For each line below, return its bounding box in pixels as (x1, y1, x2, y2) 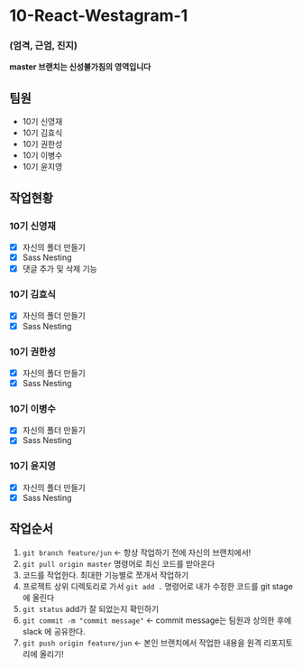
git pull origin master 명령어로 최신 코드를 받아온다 (22, 558, 215, 569)
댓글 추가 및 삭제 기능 (22, 264, 97, 274)
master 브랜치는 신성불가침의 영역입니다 (9, 61, 151, 72)
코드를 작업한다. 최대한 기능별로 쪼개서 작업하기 (22, 570, 189, 580)
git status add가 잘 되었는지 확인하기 (22, 603, 160, 614)
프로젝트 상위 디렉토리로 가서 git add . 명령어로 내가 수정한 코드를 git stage (22, 580, 293, 591)
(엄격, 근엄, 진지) (9, 40, 78, 52)
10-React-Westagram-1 (9, 5, 188, 26)
